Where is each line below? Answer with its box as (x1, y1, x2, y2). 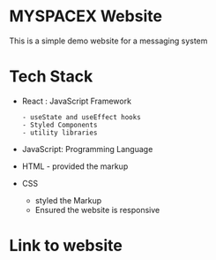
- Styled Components (21, 120, 98, 129)
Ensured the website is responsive (34, 204, 160, 215)
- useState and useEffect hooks (21, 112, 141, 121)
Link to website (9, 236, 123, 256)
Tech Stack (9, 66, 93, 87)
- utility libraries (21, 128, 98, 137)
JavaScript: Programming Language (21, 143, 153, 154)
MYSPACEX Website (9, 6, 163, 27)
